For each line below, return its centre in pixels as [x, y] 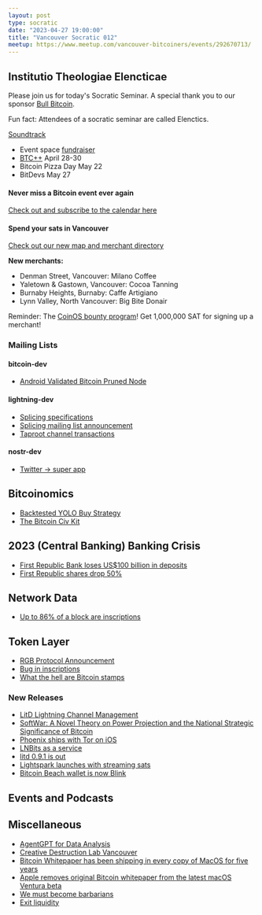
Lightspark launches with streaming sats [85, 765]
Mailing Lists [33, 345]
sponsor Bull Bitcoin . [41, 104]
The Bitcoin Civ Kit [50, 521]
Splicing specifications [56, 417]
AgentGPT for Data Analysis [65, 843]
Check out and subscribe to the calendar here [83, 210]
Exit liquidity [39, 902]
